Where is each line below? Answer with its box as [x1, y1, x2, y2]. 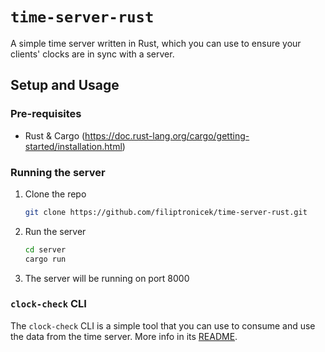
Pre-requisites [10, 107, 82, 121]
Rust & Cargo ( [24, 129, 86, 142]
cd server [24, 244, 67, 255]
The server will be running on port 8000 [24, 272, 190, 284]
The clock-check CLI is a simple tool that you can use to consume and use [10, 319, 316, 332]
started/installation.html [24, 140, 123, 152]
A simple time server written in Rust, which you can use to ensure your [10, 37, 302, 49]
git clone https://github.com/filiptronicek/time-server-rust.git [24, 207, 308, 217]
